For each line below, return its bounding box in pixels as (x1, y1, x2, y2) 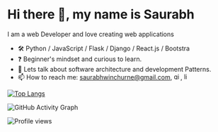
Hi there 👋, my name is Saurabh (7, 6, 195, 23)
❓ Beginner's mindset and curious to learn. (17, 55, 142, 63)
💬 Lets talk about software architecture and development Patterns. (17, 65, 212, 73)
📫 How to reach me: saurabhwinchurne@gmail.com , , (17, 72, 183, 81)
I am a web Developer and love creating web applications (7, 30, 175, 38)
